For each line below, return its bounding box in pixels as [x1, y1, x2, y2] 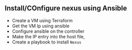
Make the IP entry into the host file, [12, 33, 85, 39]
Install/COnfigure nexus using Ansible [5, 4, 127, 13]
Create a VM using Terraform [12, 17, 73, 23]
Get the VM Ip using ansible [12, 23, 70, 29]
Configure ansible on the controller [12, 28, 85, 34]
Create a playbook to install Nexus [12, 39, 82, 45]
